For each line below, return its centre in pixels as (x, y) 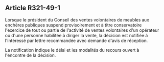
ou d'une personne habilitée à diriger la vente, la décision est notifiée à (77, 35)
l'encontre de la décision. (31, 55)
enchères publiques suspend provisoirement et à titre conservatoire (73, 25)
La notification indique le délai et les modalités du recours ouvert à (72, 50)
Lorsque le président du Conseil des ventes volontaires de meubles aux (77, 20)
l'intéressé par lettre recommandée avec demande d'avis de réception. (77, 41)
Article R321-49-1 (33, 8)
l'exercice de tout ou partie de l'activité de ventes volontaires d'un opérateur (82, 30)
